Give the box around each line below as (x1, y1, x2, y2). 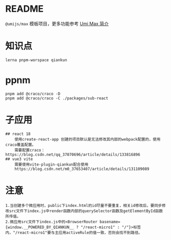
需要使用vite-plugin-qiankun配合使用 (14, 162, 88, 167)
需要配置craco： (14, 147, 45, 153)
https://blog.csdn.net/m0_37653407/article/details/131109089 (14, 166, 150, 171)
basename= (99, 219, 120, 224)
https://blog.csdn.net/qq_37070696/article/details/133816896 (5, 152, 140, 157)
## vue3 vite (5, 156, 33, 162)
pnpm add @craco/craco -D (5, 91, 60, 96)
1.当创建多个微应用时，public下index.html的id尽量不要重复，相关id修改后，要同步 (5, 203, 162, 208)
